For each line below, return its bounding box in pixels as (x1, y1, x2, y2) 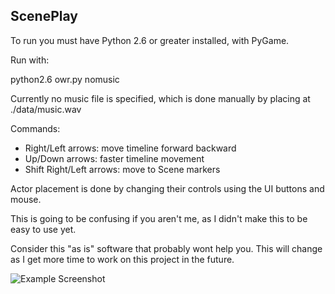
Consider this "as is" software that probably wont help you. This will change (10, 242, 323, 254)
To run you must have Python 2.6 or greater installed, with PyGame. (10, 34, 290, 46)
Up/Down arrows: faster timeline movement (24, 152, 205, 164)
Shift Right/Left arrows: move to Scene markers (24, 163, 221, 175)
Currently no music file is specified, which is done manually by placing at (10, 92, 311, 104)
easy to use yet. (10, 223, 77, 235)
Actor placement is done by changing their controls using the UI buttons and (10, 182, 325, 194)
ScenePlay (10, 8, 78, 25)
